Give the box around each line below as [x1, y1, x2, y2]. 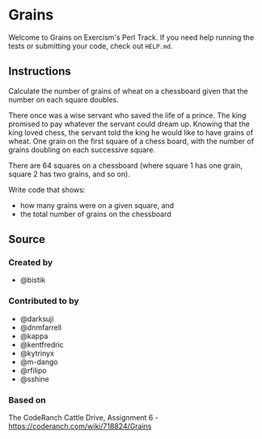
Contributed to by [8, 296, 79, 307]
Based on [8, 394, 46, 406]
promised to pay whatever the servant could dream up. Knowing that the [8, 119, 251, 129]
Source [8, 232, 46, 246]
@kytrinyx [19, 348, 55, 358]
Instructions [8, 65, 71, 79]
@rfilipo [19, 365, 47, 375]
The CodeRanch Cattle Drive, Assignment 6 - [8, 413, 159, 423]
